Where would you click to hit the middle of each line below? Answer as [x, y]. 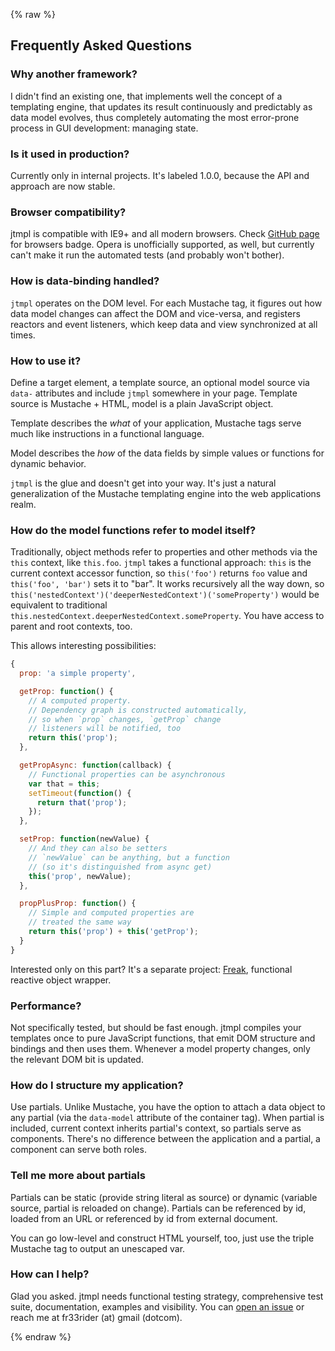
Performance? [46, 1006]
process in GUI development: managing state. [104, 128]
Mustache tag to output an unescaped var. [98, 1248]
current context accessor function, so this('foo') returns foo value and [159, 573]
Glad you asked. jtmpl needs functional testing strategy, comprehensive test [167, 1296]
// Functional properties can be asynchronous [127, 774]
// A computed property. [80, 700]
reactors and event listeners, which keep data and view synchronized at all [164, 324]
